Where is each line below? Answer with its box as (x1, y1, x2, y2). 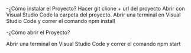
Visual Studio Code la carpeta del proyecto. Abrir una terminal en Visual (6, 11, 181, 18)
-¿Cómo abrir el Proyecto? (6, 29, 70, 36)
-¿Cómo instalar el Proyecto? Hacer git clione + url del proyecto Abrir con (6, 5, 185, 12)
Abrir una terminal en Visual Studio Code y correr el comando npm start (6, 41, 181, 47)
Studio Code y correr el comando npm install (6, 18, 115, 24)
